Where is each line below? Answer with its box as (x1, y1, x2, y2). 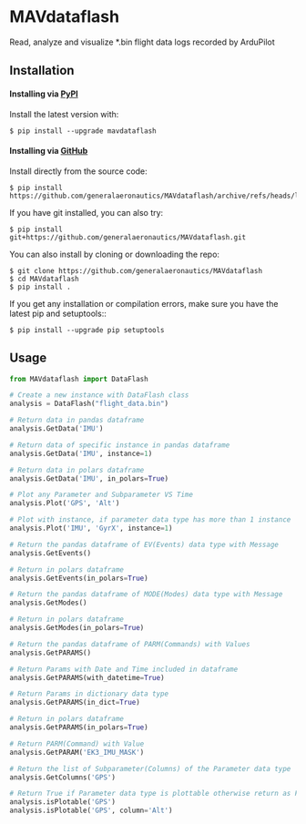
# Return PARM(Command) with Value (9, 739, 145, 748)
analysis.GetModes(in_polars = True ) (9, 624, 145, 633)
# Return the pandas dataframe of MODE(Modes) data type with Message (9, 590, 283, 599)
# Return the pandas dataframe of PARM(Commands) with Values (9, 639, 250, 648)
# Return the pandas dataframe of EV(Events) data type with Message (9, 540, 280, 549)
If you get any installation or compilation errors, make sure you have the (9, 298, 279, 309)
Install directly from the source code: (9, 166, 148, 177)
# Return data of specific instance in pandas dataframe (9, 440, 230, 450)
